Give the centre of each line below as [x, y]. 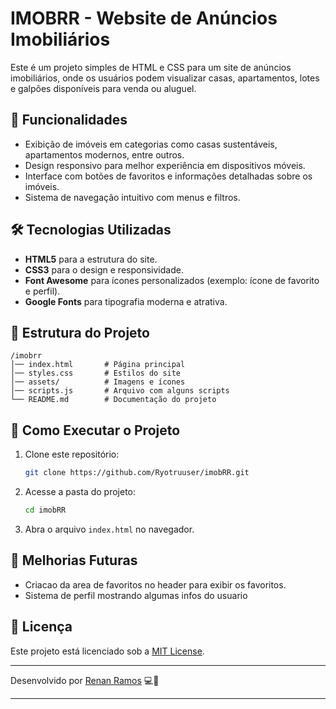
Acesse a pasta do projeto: [80, 492]
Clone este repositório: [72, 454]
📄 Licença [41, 627]
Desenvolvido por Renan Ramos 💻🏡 [85, 680]
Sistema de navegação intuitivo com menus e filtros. [132, 197]
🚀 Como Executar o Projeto [95, 430]
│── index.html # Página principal [98, 365]
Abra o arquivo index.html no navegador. [109, 529]
